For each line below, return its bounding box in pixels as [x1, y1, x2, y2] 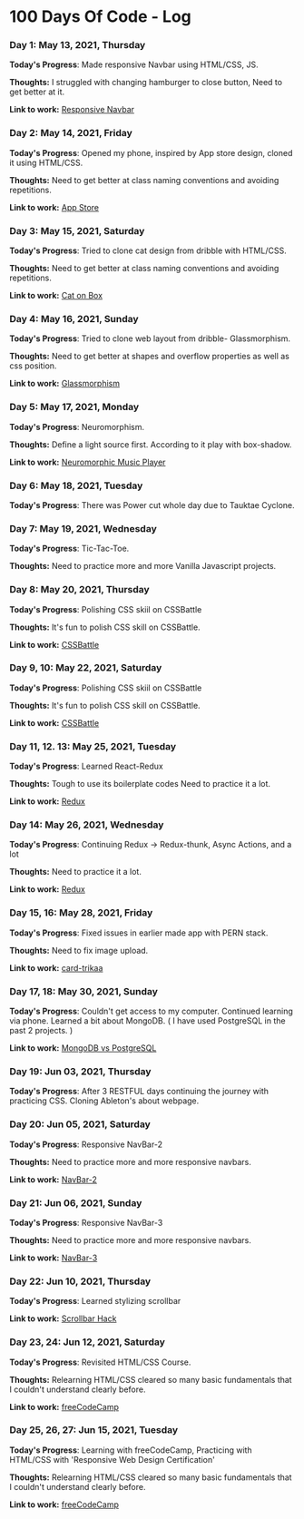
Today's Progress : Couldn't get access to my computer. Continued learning [9, 1005, 293, 1017]
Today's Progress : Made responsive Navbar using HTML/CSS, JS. [9, 59, 259, 70]
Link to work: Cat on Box [9, 290, 103, 301]
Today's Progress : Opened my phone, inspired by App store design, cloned [9, 147, 293, 158]
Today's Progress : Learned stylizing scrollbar [9, 1296, 181, 1307]
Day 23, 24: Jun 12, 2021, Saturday [9, 1336, 166, 1348]
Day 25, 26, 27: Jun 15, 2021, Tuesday [9, 1424, 179, 1436]
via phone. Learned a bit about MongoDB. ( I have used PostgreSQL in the [9, 1015, 286, 1026]
